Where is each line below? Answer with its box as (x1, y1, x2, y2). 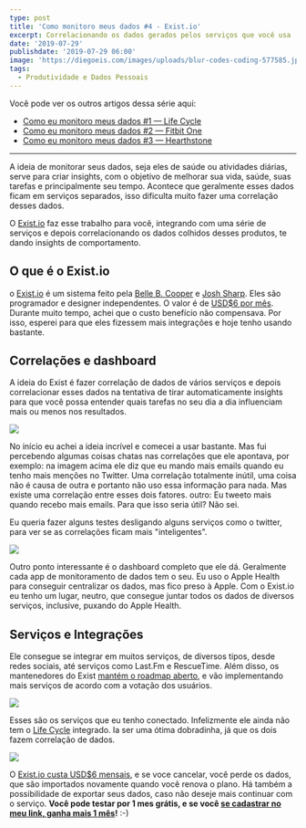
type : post (9, 13, 51, 23)
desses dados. (9, 200, 65, 211)
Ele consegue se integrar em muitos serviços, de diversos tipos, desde (9, 651, 276, 662)
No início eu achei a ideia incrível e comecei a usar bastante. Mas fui (9, 441, 267, 452)
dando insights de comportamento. (9, 236, 141, 247)
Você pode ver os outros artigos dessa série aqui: (9, 98, 197, 109)
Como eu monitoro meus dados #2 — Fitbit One (22, 125, 202, 136)
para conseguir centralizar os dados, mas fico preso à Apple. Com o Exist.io (9, 581, 294, 592)
